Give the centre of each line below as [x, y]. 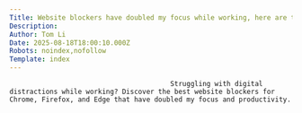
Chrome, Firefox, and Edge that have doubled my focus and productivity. [151, 100]
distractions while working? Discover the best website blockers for [142, 91]
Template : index [40, 59]
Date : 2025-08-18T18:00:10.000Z [70, 43]
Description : [34, 26]
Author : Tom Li [38, 34]
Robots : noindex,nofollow [58, 51]
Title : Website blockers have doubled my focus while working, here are [148, 17]
